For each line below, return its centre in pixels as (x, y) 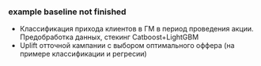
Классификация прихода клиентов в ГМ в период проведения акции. (137, 29)
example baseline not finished (67, 12)
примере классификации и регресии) (83, 54)
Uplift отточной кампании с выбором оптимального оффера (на (127, 46)
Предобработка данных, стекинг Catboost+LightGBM (109, 37)
